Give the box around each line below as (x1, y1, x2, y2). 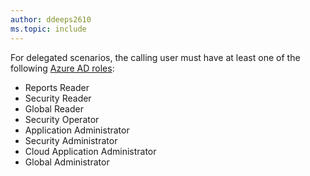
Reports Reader (24, 81, 90, 93)
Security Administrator (24, 134, 118, 146)
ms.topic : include (10, 24, 87, 34)
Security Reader (24, 92, 92, 104)
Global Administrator (24, 156, 110, 168)
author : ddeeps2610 (10, 14, 92, 25)
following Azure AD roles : (10, 62, 115, 74)
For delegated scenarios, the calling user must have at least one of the (10, 51, 301, 63)
